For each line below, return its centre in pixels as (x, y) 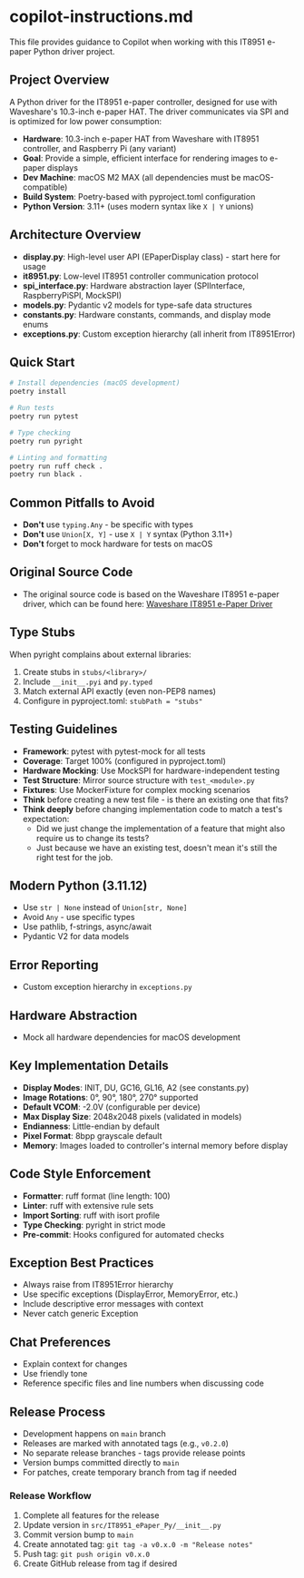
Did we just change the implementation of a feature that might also (161, 828)
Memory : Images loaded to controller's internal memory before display (155, 1145)
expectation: (46, 818)
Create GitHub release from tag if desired (100, 1563)
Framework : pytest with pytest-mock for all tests (114, 751)
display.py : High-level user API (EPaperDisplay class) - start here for (152, 257)
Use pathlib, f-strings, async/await (87, 926)
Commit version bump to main (78, 1534)
